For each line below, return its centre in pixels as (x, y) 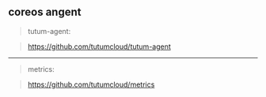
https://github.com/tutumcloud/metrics (91, 84)
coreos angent (45, 12)
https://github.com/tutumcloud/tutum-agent (99, 47)
